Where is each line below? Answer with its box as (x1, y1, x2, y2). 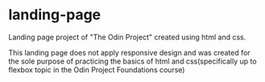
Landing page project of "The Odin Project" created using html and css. (8, 32, 246, 42)
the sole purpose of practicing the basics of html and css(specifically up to (8, 56, 257, 66)
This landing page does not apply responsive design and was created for (8, 47, 251, 57)
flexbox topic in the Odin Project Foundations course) (8, 64, 185, 74)
